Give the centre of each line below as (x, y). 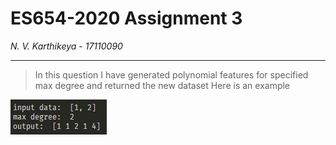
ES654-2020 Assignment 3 (126, 18)
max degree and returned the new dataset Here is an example (162, 85)
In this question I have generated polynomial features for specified (171, 74)
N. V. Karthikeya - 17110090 (66, 46)
